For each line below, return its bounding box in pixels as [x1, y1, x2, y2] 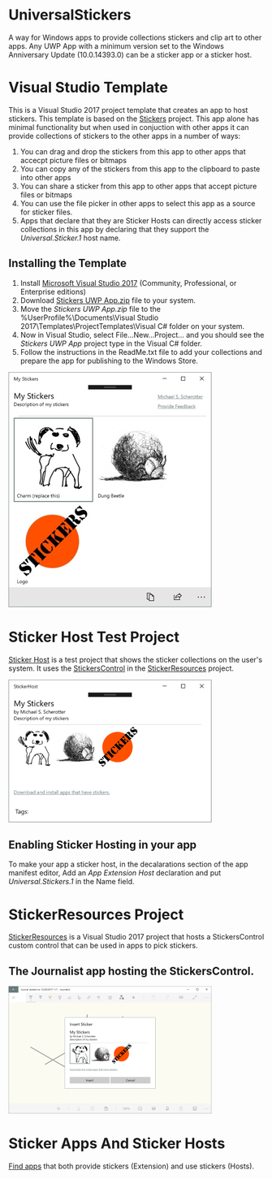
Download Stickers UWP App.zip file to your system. [19, 295, 196, 305]
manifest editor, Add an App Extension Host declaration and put [8, 868, 222, 878]
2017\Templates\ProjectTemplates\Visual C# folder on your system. [19, 321, 245, 330]
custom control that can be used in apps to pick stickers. [8, 940, 199, 951]
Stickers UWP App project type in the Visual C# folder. [19, 339, 203, 348]
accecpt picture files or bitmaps [19, 155, 127, 165]
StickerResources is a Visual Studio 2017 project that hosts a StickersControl [8, 932, 265, 942]
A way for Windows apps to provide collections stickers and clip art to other [8, 32, 262, 42]
